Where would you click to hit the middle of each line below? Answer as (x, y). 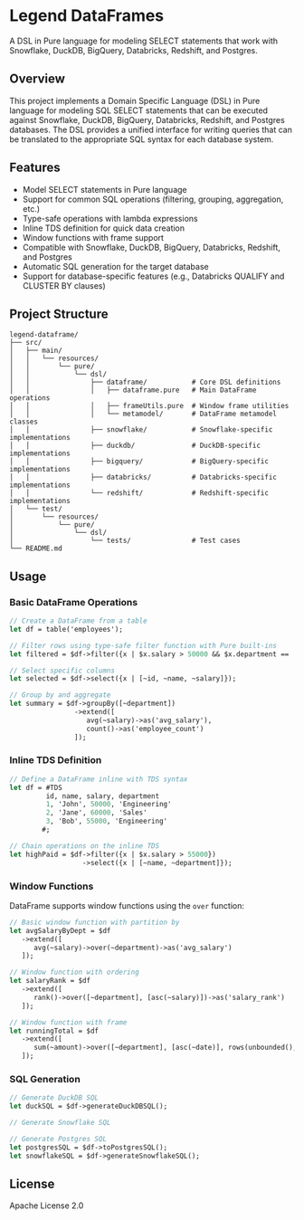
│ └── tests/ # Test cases (125, 541)
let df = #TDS (36, 787)
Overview (38, 79)
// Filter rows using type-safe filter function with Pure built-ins (143, 645)
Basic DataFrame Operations (74, 602)
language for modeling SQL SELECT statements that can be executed (139, 110)
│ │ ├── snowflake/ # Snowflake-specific (141, 430)
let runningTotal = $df (54, 1031)
